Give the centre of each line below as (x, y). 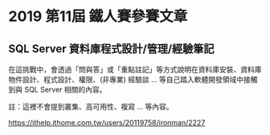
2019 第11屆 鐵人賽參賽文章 (98, 16)
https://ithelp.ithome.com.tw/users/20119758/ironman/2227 (107, 123)
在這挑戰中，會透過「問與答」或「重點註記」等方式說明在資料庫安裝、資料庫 (135, 70)
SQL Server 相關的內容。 (65, 90)
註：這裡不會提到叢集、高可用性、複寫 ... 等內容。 (91, 106)
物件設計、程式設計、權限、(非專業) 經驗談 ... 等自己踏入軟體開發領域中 (126, 80)
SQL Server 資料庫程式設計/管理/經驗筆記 (111, 49)
